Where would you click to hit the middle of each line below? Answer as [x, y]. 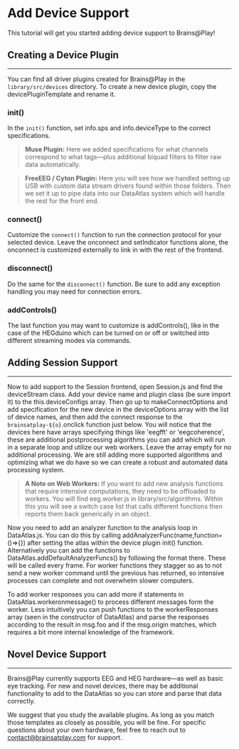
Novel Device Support [57, 655]
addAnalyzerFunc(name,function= [172, 535]
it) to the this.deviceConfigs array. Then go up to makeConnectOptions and [117, 402]
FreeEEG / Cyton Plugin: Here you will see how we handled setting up [127, 179]
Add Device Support [68, 13]
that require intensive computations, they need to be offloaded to [120, 491]
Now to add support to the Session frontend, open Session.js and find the [115, 386]
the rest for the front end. [62, 201]
